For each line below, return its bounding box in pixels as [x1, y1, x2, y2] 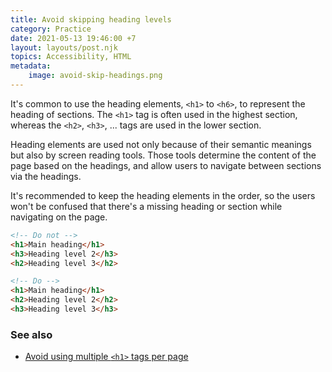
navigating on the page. [10, 211, 108, 223]
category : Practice [10, 24, 92, 34]
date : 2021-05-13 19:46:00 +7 [10, 33, 137, 43]
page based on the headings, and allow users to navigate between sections [10, 159, 322, 171]
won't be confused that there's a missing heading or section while [10, 200, 283, 212]
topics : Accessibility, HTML [10, 52, 132, 62]
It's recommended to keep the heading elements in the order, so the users [10, 189, 316, 201]
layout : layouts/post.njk [10, 42, 118, 53]
